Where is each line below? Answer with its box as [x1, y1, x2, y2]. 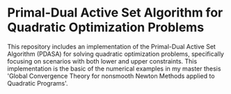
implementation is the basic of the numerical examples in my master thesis [7, 64, 221, 73]
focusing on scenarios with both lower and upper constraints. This [7, 57, 198, 65]
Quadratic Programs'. [7, 79, 68, 87]
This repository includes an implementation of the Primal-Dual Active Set [7, 42, 216, 50]
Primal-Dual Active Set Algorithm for [7, 5, 223, 21]
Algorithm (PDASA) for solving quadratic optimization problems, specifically [7, 50, 225, 58]
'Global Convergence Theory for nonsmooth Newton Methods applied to [7, 71, 215, 80]
